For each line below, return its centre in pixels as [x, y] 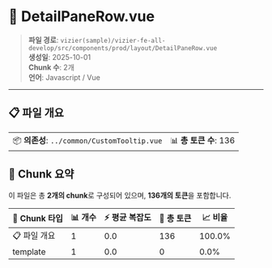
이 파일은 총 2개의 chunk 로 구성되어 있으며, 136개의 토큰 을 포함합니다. [120, 195]
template [29, 252]
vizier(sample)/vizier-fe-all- [113, 40]
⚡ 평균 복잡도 [127, 217]
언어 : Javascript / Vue [64, 77]
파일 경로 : [43, 40]
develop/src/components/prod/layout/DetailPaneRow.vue [123, 48]
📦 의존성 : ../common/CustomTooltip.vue [87, 140]
